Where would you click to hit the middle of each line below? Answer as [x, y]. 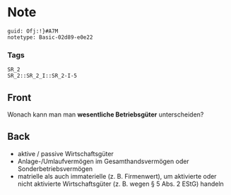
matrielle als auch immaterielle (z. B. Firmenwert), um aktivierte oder [117, 176]
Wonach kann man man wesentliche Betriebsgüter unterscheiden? [106, 114]
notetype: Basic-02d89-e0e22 [50, 37]
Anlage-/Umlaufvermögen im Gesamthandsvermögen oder [103, 161]
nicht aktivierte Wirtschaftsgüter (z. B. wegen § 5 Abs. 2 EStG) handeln [120, 184]
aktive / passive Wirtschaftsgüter [66, 153]
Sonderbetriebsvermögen [55, 169]
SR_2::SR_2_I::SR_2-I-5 [42, 76]
